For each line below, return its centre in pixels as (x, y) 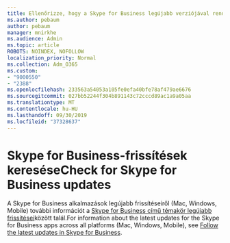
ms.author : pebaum (33, 20)
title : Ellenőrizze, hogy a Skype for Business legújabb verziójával (108, 13)
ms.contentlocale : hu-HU (42, 109)
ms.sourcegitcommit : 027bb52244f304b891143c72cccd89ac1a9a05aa (99, 97)
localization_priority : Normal (52, 58)
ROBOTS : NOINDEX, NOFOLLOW (46, 52)
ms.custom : (23, 71)
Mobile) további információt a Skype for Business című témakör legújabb (110, 211)
